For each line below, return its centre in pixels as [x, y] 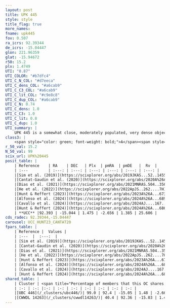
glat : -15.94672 [22, 57]
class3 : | [16, 138]
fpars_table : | [21, 227]
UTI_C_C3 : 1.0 [20, 114]
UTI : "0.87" [18, 72]
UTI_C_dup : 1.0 [21, 123]
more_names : [18, 29]
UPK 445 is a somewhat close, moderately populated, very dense [83, 132]
